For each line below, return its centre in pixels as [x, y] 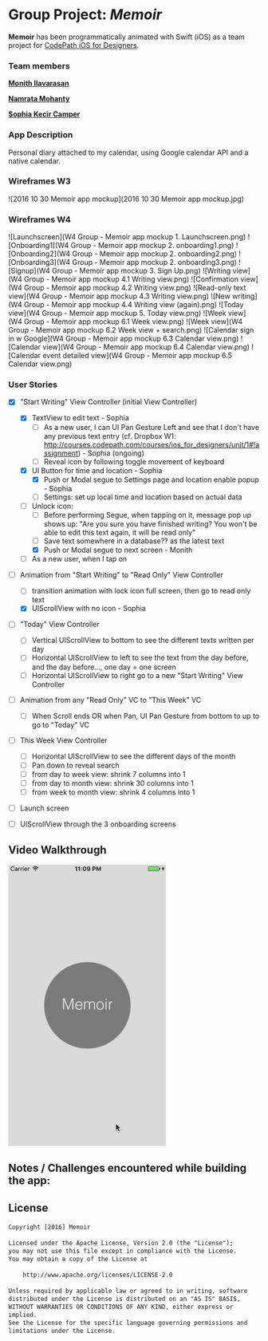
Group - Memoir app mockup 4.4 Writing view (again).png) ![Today [134, 305]
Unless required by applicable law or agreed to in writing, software [128, 1291]
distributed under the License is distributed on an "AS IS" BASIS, [124, 1299]
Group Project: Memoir [85, 15]
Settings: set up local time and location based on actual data [143, 497]
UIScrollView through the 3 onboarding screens [98, 824]
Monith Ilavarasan [39, 83]
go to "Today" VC [61, 724]
